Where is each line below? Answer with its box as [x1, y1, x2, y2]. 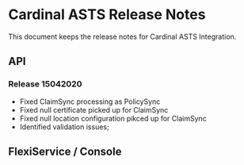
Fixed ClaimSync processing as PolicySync [19, 97, 161, 106]
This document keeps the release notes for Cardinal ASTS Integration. [8, 32, 237, 41]
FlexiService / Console [8, 145, 122, 159]
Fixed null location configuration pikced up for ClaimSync [19, 113, 208, 123]
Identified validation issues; [19, 121, 109, 132]
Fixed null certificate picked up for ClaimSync [19, 105, 169, 114]
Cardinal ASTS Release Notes [8, 6, 206, 24]
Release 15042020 [8, 79, 82, 90]
